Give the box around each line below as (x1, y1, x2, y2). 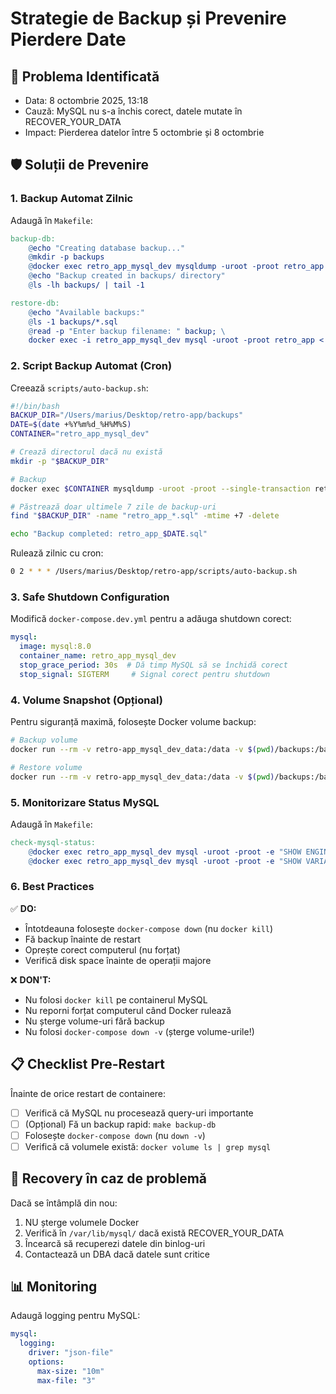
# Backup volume (10, 735, 78, 746)
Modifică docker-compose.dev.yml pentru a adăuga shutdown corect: (10, 613, 292, 625)
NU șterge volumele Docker (24, 1216, 140, 1228)
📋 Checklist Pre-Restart (10, 1056, 165, 1073)
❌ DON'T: (10, 973, 52, 986)
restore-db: (10, 298, 60, 308)
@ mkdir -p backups (28, 252, 105, 262)
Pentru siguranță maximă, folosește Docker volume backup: (10, 716, 257, 728)
